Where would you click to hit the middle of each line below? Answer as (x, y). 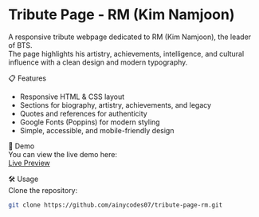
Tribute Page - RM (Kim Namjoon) (122, 15)
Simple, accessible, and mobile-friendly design (97, 130)
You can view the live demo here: (63, 154)
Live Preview (29, 163)
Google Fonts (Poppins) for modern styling (90, 122)
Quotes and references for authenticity (83, 113)
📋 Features (27, 78)
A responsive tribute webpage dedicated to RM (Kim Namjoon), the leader (130, 37)
